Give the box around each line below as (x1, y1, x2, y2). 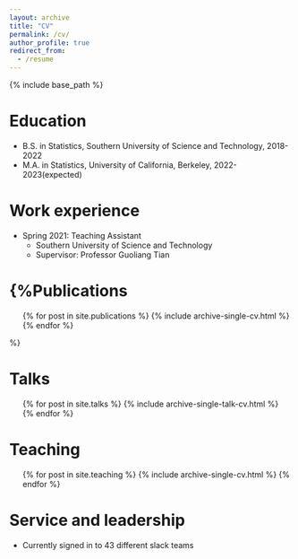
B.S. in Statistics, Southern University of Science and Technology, (21, 140, 266, 151)
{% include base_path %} (9, 80, 104, 90)
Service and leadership (9, 510, 185, 530)
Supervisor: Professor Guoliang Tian (35, 249, 170, 260)
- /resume (17, 55, 54, 64)
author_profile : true (9, 38, 90, 48)
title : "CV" (9, 22, 54, 31)
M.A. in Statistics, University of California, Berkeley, (21, 159, 212, 170)
